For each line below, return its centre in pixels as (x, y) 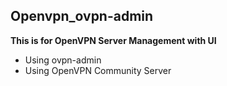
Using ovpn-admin (63, 60)
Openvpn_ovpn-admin (82, 16)
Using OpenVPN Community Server (98, 70)
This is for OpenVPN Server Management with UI (113, 40)
